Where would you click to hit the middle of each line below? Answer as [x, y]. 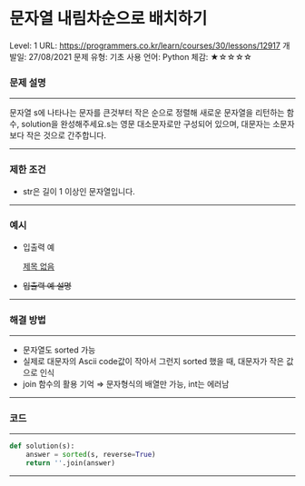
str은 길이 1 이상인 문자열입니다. [79, 191]
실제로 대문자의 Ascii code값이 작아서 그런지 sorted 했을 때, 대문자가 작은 [153, 362]
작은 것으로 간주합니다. [66, 135]
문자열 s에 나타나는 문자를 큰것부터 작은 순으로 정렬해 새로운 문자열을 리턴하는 [147, 113]
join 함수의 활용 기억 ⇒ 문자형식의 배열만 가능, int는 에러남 [126, 384]
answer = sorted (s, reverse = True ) [91, 455]
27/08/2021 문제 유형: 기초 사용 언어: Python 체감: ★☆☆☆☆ [140, 56]
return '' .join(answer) [71, 463]
